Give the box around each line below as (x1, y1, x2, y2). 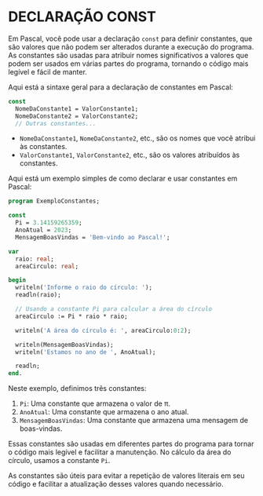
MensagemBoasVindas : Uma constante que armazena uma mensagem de (19, 416, 249, 425)
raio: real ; (15, 255, 55, 263)
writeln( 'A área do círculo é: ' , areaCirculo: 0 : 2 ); (15, 326, 192, 334)
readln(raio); (15, 291, 61, 299)
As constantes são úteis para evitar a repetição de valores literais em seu (8, 471, 245, 480)
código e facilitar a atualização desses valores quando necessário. (8, 480, 224, 489)
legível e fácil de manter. (8, 67, 88, 76)
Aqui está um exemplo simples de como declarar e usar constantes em (8, 173, 238, 184)
